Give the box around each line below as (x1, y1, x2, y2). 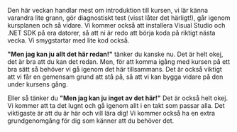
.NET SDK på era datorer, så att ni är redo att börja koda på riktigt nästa (7, 28, 216, 37)
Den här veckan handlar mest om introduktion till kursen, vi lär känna (7, 6, 208, 14)
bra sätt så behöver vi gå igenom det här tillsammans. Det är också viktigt (7, 65, 222, 73)
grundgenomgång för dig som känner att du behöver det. (7, 116, 175, 125)
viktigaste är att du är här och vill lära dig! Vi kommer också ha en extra (7, 109, 215, 117)
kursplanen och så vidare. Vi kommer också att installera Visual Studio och (7, 21, 226, 29)
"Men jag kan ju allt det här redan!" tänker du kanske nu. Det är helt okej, (7, 50, 224, 58)
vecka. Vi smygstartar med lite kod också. (7, 36, 130, 45)
